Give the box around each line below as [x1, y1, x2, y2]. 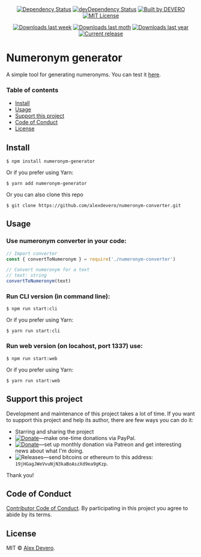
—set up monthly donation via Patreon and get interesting [38, 441, 182, 448]
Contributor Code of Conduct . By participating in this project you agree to [6, 505, 188, 512]
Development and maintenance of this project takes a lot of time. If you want [6, 410, 195, 417]
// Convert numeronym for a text [6, 267, 90, 273]
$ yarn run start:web [6, 378, 61, 384]
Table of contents [6, 86, 59, 94]
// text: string [6, 272, 47, 278]
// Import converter [6, 250, 58, 256]
